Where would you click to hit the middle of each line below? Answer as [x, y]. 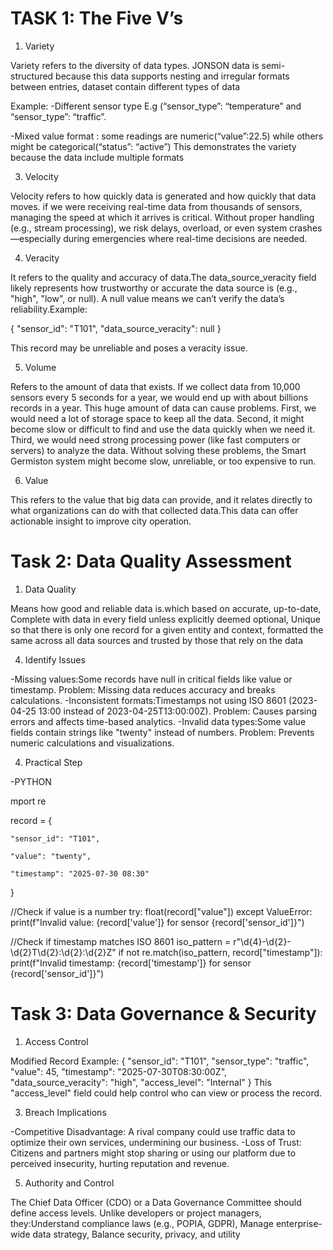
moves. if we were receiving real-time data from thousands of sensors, [156, 206]
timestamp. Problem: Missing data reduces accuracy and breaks [143, 689]
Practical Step [53, 762]
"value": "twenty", [51, 856]
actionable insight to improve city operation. [101, 521]
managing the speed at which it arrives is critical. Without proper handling [162, 217]
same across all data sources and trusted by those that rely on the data [157, 640]
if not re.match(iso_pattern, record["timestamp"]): [220, 952]
